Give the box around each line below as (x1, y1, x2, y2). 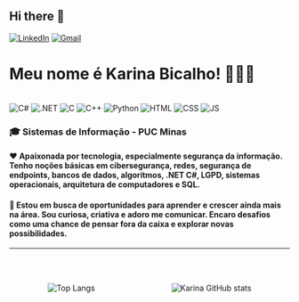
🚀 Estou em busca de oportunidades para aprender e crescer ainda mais (9, 200, 282, 210)
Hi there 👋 (9, 9, 65, 24)
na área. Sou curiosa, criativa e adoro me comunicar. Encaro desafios (9, 208, 271, 219)
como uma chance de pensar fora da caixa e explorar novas (9, 218, 234, 229)
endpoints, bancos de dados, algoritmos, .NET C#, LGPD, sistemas (9, 170, 261, 181)
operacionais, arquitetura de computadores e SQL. (9, 179, 200, 190)
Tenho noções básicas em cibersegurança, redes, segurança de (9, 160, 252, 171)
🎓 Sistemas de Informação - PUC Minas (9, 126, 187, 138)
